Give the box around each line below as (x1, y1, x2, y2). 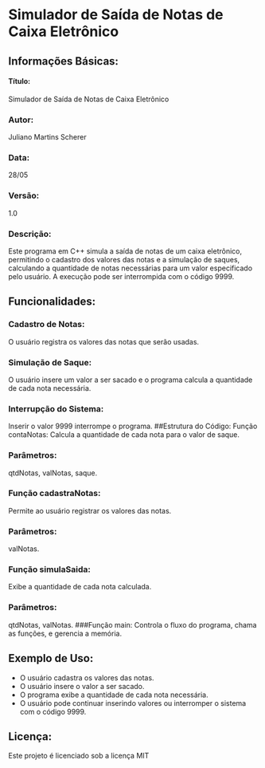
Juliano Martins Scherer (8, 132, 87, 142)
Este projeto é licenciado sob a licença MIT (8, 751, 150, 761)
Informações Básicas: (8, 54, 119, 68)
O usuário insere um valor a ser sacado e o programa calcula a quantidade (8, 375, 253, 384)
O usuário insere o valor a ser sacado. (19, 681, 145, 691)
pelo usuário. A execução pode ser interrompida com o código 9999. (8, 271, 235, 281)
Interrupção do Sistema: (8, 403, 104, 414)
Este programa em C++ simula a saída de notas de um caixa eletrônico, (8, 246, 243, 256)
